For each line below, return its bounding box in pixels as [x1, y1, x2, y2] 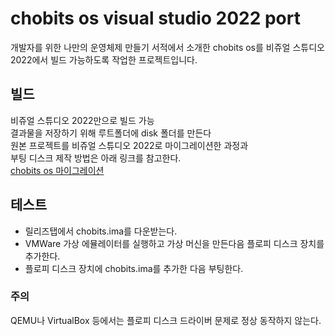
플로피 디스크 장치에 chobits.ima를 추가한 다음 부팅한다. [24, 262, 244, 274]
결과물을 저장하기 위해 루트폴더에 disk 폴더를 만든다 [10, 127, 212, 139]
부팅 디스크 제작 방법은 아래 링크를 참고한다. [10, 152, 182, 164]
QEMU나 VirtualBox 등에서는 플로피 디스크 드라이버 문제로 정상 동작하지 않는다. [10, 314, 322, 326]
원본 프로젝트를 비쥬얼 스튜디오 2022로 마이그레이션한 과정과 [10, 139, 249, 151]
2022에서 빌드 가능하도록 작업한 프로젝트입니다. [10, 53, 198, 66]
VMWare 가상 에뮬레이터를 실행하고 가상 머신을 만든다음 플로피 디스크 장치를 [24, 237, 325, 249]
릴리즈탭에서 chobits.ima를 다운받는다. [24, 225, 178, 237]
